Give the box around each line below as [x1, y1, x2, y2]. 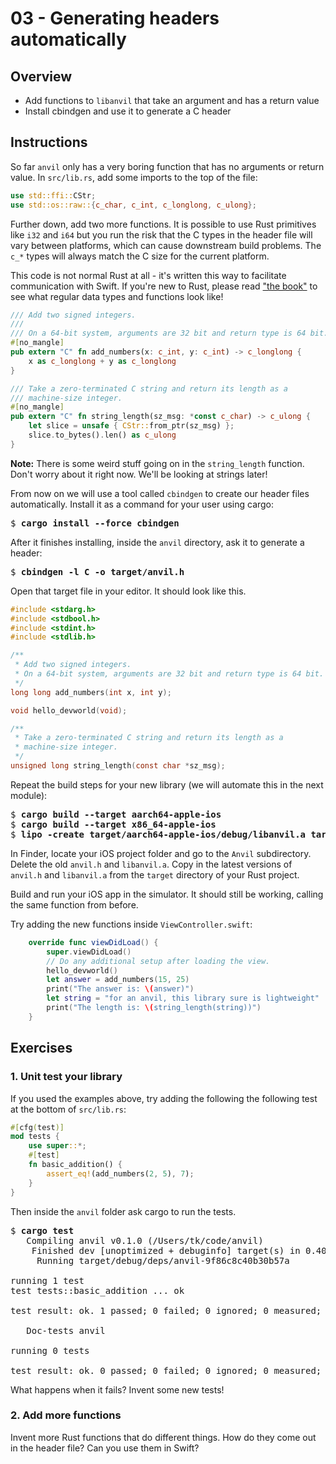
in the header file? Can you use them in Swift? [10, 1442, 200, 1454]
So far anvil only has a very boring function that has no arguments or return [10, 160, 325, 172]
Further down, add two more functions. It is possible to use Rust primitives [10, 218, 317, 230]
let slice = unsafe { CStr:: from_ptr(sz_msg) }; [28, 421, 235, 431]
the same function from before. [10, 898, 139, 911]
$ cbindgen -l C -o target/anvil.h [10, 566, 185, 577]
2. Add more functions [10, 1408, 122, 1422]
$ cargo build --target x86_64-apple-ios [10, 818, 217, 830]
